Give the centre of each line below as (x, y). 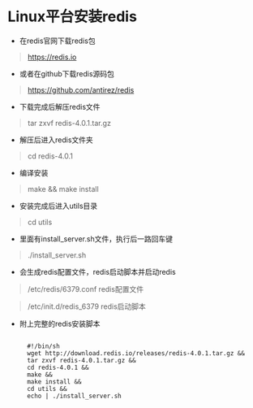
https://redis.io (52, 57)
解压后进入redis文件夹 (56, 140)
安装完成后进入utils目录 (58, 206)
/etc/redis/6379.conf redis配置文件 (85, 289)
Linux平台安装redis (72, 17)
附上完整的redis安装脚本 (60, 323)
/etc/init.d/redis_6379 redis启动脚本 (87, 306)
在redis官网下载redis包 (57, 41)
